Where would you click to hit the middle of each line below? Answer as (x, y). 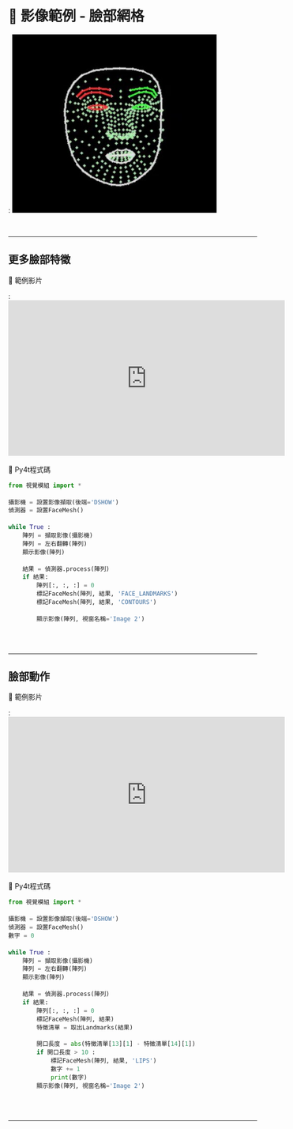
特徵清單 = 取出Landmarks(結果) (85, 1027)
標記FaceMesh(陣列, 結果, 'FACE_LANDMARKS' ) (107, 594)
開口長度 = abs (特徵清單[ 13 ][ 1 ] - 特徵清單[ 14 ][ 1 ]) (116, 1044)
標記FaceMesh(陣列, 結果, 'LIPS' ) (103, 1061)
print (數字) (69, 1077)
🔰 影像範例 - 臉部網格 (76, 16)
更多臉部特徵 (39, 260)
